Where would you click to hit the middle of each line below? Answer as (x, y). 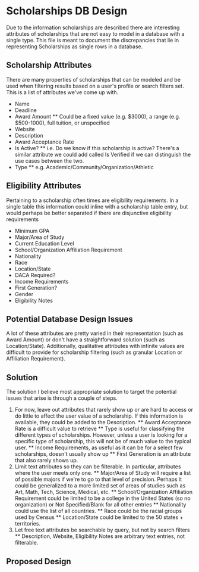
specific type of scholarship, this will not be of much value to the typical (103, 442)
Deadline (26, 110)
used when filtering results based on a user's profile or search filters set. (95, 86)
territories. (27, 524)
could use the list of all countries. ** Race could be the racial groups (98, 511)
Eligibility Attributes (44, 186)
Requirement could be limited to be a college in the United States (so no (103, 498)
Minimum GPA (32, 231)
